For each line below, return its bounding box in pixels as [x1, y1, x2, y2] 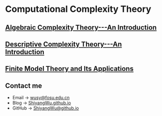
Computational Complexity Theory [5, 3, 152, 15]
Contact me [5, 81, 42, 90]
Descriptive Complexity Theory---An [5, 40, 122, 48]
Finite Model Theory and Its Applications [5, 64, 134, 73]
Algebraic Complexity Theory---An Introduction [5, 23, 157, 32]
